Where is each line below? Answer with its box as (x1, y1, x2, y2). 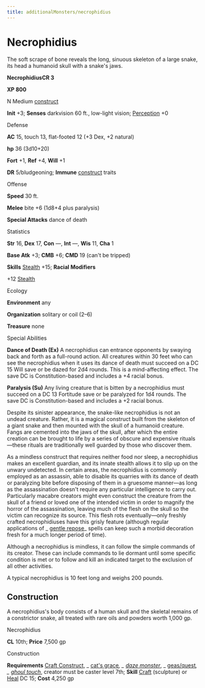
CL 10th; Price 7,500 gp (7, 638, 67, 645)
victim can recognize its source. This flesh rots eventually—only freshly (7, 511, 187, 519)
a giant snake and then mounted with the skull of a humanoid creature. (7, 422, 185, 429)
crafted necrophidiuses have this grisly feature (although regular (7, 518, 169, 525)
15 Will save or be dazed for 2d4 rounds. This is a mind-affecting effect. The (7, 365, 199, 373)
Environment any (7, 299, 51, 306)
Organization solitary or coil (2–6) (7, 310, 93, 318)
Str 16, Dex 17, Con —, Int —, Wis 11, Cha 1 (7, 240, 114, 247)
